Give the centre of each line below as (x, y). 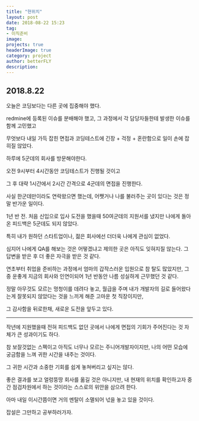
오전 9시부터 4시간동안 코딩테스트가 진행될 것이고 (63, 171)
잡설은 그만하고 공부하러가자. (39, 412)
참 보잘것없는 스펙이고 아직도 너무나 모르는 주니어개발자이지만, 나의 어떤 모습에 (97, 347)
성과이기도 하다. (42, 334)
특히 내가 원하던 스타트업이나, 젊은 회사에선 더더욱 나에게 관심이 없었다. (88, 236)
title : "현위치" (24, 12)
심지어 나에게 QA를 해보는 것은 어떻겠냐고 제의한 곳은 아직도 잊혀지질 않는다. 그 (97, 249)
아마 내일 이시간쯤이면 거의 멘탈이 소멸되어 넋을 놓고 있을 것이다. (81, 400)
